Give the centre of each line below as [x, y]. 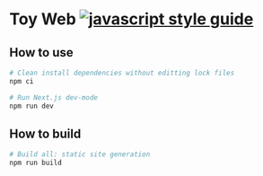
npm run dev [31, 106]
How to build [45, 133]
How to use [41, 53]
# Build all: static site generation [80, 154]
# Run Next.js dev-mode [54, 97]
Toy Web [43, 19]
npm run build [36, 163]
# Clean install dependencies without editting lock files [122, 73]
